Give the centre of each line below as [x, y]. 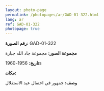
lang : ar [15, 19]
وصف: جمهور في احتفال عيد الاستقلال [41, 83]
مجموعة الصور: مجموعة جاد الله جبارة [41, 53]
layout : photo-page [26, 10]
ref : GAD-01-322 [22, 24]
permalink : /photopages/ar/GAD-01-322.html [52, 15]
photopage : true [22, 29]
